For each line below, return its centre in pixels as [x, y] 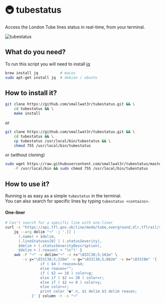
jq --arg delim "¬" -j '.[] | [45, 232]
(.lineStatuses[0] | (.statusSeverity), [60, 241]
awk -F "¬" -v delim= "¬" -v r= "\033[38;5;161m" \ [66, 255]
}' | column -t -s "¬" [55, 296]
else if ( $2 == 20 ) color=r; [72, 278]
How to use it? [27, 184]
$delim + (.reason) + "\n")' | [50, 250]
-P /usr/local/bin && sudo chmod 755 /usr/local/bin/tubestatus [81, 168]
